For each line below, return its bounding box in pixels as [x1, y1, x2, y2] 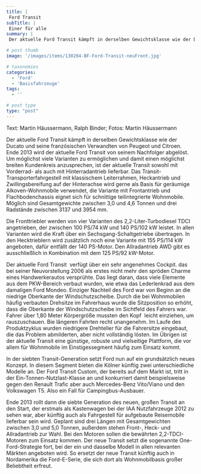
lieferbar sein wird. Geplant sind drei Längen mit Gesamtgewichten [6, 417, 170, 425]
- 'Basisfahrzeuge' [11, 80, 60, 87]
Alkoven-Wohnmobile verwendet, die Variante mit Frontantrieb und [6, 187, 170, 194]
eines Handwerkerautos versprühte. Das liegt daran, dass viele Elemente [6, 274, 185, 281]
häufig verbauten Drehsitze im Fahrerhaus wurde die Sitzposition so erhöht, [6, 299, 193, 306]
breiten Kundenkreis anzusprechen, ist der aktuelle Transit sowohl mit [6, 161, 178, 168]
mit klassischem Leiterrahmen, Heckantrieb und [62, 174, 181, 181]
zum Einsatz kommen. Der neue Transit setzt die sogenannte [28, 436, 178, 443]
